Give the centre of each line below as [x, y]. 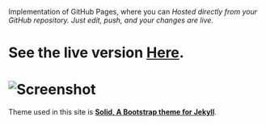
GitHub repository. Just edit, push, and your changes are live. [111, 20]
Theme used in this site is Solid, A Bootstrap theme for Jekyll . [112, 112]
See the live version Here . [96, 53]
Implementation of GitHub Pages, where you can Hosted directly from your [133, 12]
